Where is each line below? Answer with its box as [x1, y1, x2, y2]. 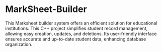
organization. [5, 41, 33, 47]
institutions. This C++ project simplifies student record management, [5, 25, 148, 31]
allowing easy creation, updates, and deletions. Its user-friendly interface [5, 30, 157, 36]
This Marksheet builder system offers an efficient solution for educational [5, 20, 157, 26]
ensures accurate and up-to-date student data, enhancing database [5, 36, 146, 42]
